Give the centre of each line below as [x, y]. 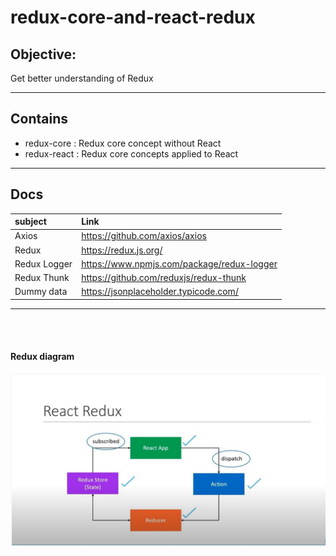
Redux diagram [42, 357]
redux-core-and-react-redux [133, 17]
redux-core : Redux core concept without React [123, 143]
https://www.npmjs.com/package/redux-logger [179, 263]
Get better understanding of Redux [82, 78]
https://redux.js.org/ [122, 250]
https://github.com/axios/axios [144, 236]
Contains [39, 119]
